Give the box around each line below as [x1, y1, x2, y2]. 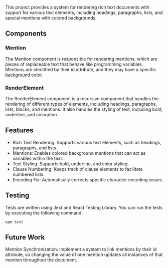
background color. [5, 72, 43, 78]
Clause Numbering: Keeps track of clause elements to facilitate [12, 166, 143, 172]
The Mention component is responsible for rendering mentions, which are [5, 56, 157, 62]
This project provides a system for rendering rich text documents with [5, 5, 149, 10]
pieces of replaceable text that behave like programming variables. [5, 61, 143, 67]
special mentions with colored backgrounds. [5, 15, 97, 21]
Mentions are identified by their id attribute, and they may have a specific [5, 66, 156, 72]
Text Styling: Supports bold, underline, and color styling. [12, 160, 129, 167]
